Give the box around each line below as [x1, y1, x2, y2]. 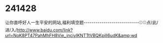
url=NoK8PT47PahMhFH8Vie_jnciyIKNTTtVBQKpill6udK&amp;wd [5, 32, 137, 38]
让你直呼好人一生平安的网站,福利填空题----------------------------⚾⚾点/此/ [5, 19, 159, 25]
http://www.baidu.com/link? [17, 27, 73, 33]
